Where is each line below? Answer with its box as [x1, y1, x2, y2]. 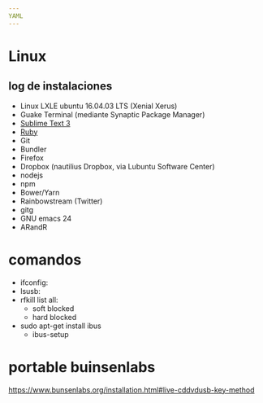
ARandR [19, 221, 48, 232]
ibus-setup [32, 329, 69, 339]
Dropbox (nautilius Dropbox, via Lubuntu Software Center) [19, 161, 215, 171]
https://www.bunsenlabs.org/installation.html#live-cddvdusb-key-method [8, 384, 255, 395]
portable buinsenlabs [8, 357, 156, 376]
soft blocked [32, 303, 75, 313]
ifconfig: [19, 278, 49, 287]
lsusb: [19, 286, 41, 296]
